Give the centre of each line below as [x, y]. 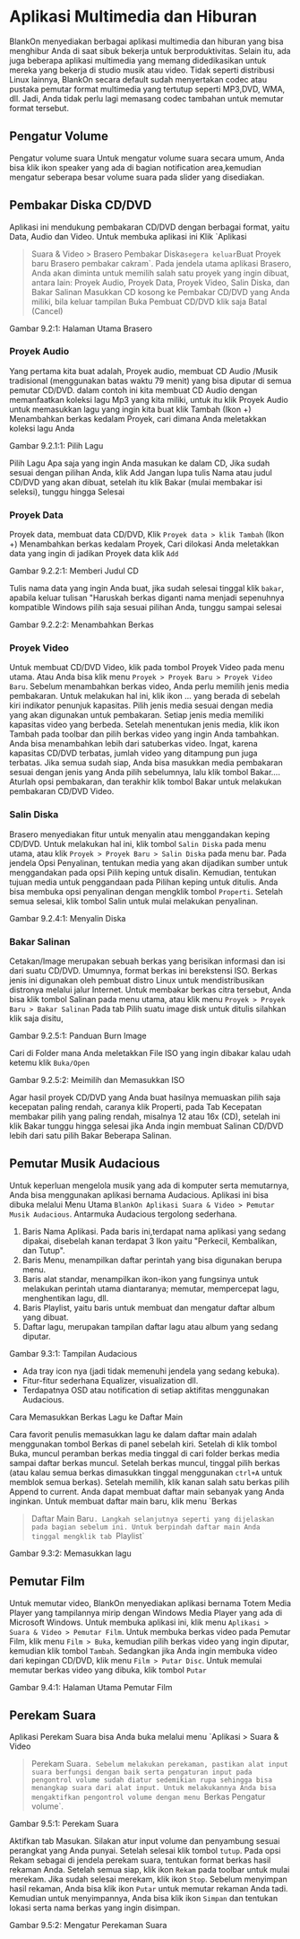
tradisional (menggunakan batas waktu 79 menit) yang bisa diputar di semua [150, 380]
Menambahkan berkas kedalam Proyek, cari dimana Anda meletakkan [138, 418]
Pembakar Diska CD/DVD [81, 205]
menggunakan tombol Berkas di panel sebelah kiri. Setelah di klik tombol [143, 1444]
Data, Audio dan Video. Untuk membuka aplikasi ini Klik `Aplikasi [128, 236]
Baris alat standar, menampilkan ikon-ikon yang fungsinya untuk [141, 1279]
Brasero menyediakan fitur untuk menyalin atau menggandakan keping [140, 834]
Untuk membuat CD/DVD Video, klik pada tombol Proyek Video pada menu [147, 668]
